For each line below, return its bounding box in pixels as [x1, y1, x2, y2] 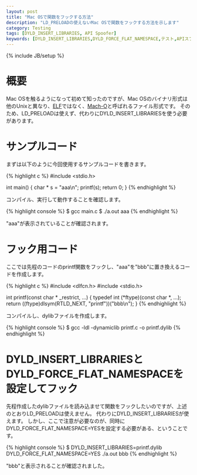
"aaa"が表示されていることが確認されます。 [6, 220, 111, 227]
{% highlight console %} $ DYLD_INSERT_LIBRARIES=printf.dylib [6, 444, 162, 451]
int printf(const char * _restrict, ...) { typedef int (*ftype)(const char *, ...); [6, 294, 182, 301]
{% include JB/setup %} [6, 52, 64, 59]
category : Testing [6, 25, 51, 31]
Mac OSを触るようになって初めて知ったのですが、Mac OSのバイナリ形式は [6, 95, 188, 102]
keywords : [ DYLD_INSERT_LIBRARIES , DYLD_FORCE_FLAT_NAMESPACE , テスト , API [6, 36, 185, 42]
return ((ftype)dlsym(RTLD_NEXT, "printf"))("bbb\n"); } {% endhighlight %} [6, 300, 186, 307]
